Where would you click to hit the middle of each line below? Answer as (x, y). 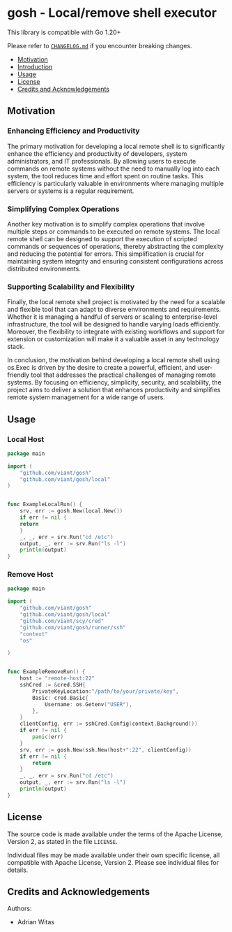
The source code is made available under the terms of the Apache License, (115, 834)
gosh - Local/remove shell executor (112, 13)
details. (18, 870)
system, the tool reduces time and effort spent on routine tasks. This (106, 175)
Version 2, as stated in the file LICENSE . (63, 841)
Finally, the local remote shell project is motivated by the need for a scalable (116, 302)
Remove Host (30, 575)
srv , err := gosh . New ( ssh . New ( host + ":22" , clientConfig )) (106, 750)
